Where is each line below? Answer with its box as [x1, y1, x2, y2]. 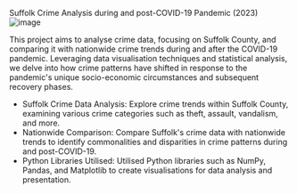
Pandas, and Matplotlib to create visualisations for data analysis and [21, 165, 273, 175]
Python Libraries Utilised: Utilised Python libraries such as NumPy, [21, 156, 266, 166]
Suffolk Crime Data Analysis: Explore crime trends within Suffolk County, [21, 99, 289, 109]
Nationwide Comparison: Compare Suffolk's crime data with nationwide [21, 127, 285, 137]
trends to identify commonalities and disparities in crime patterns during [21, 137, 288, 147]
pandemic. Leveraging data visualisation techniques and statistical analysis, [9, 53, 288, 63]
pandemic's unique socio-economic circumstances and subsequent [9, 72, 260, 83]
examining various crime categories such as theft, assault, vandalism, [21, 109, 278, 118]
